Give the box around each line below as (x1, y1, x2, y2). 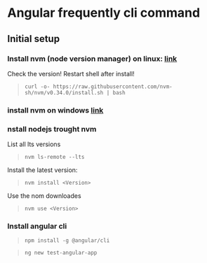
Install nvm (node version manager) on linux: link (7, 54, 178, 64)
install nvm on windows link (7, 105, 104, 115)
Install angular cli (7, 222, 67, 232)
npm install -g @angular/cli (24, 237, 110, 244)
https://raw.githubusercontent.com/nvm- (53, 83, 173, 90)
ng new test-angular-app (24, 250, 98, 257)
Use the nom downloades (7, 192, 82, 200)
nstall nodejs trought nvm (7, 124, 97, 134)
